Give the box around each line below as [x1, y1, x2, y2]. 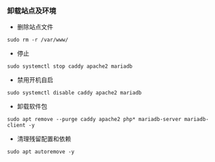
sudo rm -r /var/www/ [7, 36, 69, 44]
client [7, 122, 26, 129]
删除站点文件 [16, 23, 53, 31]
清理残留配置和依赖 [16, 135, 72, 143]
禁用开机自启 [16, 76, 53, 84]
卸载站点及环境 [7, 5, 57, 15]
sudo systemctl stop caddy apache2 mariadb [7, 63, 133, 70]
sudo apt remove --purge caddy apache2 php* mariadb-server [7, 116, 182, 123]
